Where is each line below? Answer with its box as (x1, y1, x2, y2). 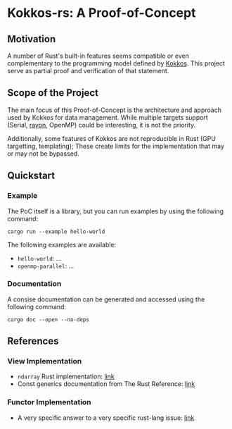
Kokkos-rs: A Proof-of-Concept (7, 5, 196, 21)
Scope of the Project (7, 87, 98, 99)
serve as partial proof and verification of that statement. (7, 67, 169, 75)
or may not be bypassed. (7, 149, 79, 158)
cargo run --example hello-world (7, 228, 105, 235)
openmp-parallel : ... (17, 261, 75, 270)
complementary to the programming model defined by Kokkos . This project (7, 59, 225, 68)
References (7, 335, 59, 347)
